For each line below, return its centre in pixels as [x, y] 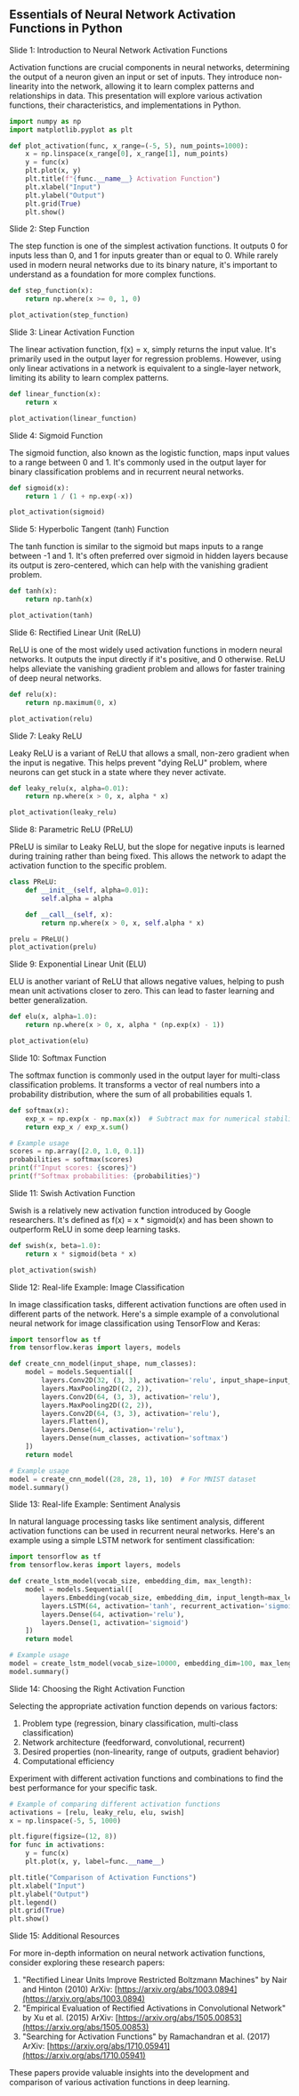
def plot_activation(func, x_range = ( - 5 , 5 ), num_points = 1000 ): [129, 146]
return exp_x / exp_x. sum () [77, 1127]
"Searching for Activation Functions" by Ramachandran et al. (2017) [146, 2036]
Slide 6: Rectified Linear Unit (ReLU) [75, 632]
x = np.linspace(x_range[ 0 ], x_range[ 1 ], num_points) [127, 154]
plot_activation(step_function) [69, 315]
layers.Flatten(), [75, 1422]
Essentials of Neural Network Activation [122, 15]
